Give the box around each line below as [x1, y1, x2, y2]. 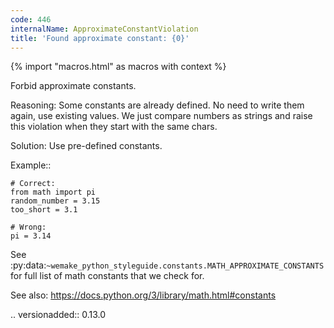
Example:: [10, 159, 52, 171]
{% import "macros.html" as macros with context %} [10, 61, 227, 73]
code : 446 [10, 14, 52, 25]
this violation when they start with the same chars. [10, 121, 218, 133]
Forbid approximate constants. [10, 80, 137, 92]
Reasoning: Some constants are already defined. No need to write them [10, 99, 305, 111]
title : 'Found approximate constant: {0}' [10, 33, 190, 43]
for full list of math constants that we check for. [10, 270, 205, 282]
